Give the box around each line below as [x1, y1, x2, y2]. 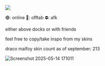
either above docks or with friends [5, 26, 76, 32]
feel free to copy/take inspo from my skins [5, 36, 93, 42]
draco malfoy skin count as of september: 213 [5, 46, 100, 51]
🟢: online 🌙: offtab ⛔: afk [5, 15, 58, 20]
